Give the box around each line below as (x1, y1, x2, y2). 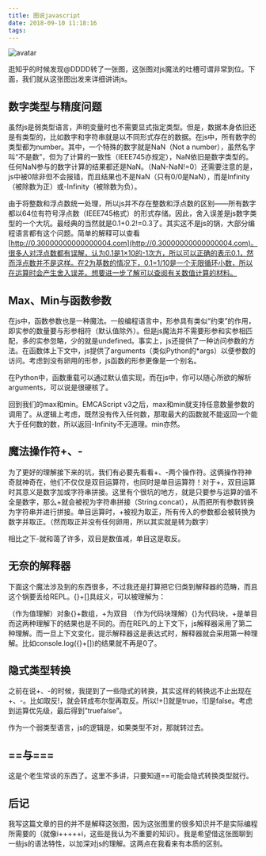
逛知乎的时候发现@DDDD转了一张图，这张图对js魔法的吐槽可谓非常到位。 (8, 64, 249, 74)
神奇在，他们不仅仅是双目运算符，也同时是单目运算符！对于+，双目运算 (21, 477, 256, 486)
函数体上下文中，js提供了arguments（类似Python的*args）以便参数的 (28, 346, 256, 355)
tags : (8, 26, 26, 34)
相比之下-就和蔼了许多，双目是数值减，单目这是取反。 (8, 533, 185, 543)
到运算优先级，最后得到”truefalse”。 (8, 706, 127, 716)
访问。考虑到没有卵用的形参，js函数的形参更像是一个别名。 (8, 356, 201, 365)
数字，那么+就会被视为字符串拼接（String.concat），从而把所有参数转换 (21, 497, 255, 506)
